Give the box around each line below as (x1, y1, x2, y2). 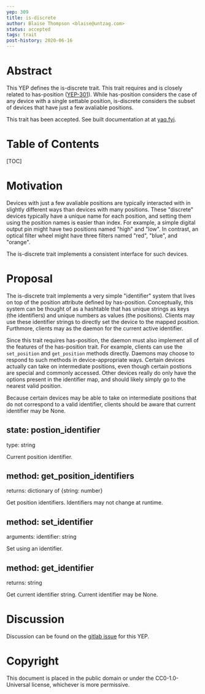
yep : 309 (6, 9, 29, 15)
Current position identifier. (6, 453, 72, 460)
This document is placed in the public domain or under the (6, 674, 155, 682)
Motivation (6, 179, 63, 193)
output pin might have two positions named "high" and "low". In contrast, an (6, 225, 198, 233)
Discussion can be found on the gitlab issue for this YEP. (6, 633, 149, 640)
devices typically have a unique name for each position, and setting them (6, 212, 191, 220)
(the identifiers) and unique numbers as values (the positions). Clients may (6, 311, 195, 319)
